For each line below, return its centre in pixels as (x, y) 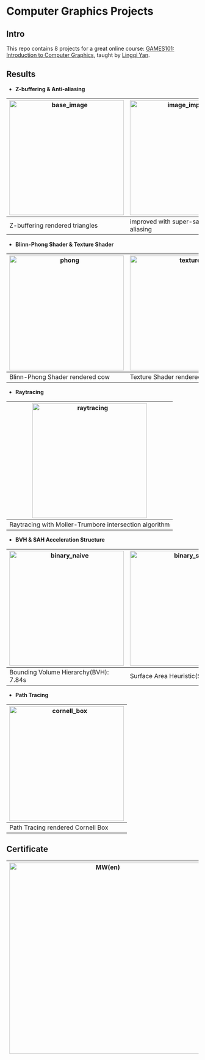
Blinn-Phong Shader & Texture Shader (64, 244)
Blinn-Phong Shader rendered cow (59, 376)
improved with (150, 222)
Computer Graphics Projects (80, 11)
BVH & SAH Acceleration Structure (60, 539)
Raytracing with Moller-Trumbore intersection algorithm (90, 524)
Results (21, 74)
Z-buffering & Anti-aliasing (50, 89)
